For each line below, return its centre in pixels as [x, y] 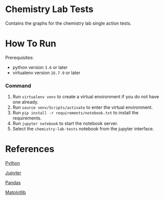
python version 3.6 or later [40, 67]
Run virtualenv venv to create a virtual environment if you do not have [86, 97]
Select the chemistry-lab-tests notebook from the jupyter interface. [83, 129]
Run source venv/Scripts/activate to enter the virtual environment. [83, 107]
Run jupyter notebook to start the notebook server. [65, 123]
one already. [25, 102]
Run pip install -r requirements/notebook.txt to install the [75, 113]
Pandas [13, 183]
